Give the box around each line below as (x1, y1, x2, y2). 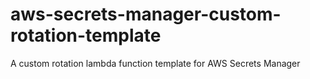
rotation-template (10, 24, 162, 47)
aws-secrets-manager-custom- (10, 3, 282, 26)
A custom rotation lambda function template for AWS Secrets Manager (10, 57, 301, 69)
